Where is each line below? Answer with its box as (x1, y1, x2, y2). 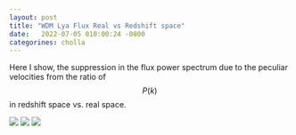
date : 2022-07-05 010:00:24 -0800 (9, 29, 145, 38)
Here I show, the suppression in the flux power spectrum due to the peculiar (9, 62, 288, 73)
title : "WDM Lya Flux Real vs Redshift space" (9, 21, 185, 30)
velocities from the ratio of (9, 72, 107, 83)
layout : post (9, 12, 58, 22)
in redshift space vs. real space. (9, 99, 127, 110)
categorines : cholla (9, 37, 86, 47)
